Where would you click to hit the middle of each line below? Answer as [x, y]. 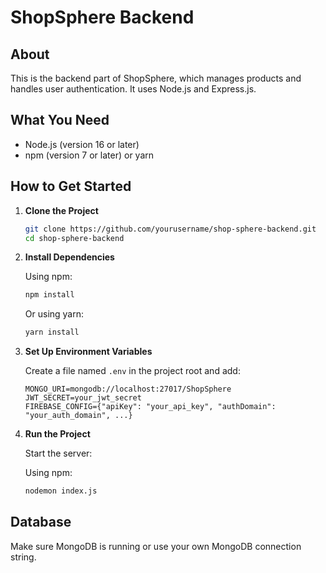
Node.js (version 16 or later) [82, 144]
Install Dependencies [69, 257]
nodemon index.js [61, 491]
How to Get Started [71, 186]
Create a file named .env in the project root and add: [132, 371]
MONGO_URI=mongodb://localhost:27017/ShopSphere [128, 389]
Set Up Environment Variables [88, 352]
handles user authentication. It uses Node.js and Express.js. [133, 89]
